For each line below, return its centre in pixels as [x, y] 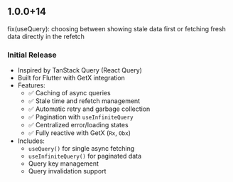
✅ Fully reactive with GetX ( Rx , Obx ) [80, 133]
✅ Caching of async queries [70, 93]
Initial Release [32, 55]
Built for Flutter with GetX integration [71, 78]
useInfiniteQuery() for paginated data [85, 156]
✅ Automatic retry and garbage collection [89, 109]
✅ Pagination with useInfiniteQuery [81, 117]
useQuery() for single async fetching [81, 149]
